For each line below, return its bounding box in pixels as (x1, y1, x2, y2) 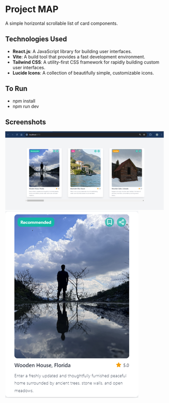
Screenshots (5, 118, 46, 126)
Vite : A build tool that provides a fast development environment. (12, 54, 145, 60)
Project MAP (5, 4, 59, 15)
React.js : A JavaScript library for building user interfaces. (12, 48, 132, 54)
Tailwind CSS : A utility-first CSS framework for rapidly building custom (12, 59, 159, 65)
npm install (12, 97, 36, 104)
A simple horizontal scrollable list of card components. (5, 20, 118, 26)
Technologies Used (5, 35, 67, 43)
